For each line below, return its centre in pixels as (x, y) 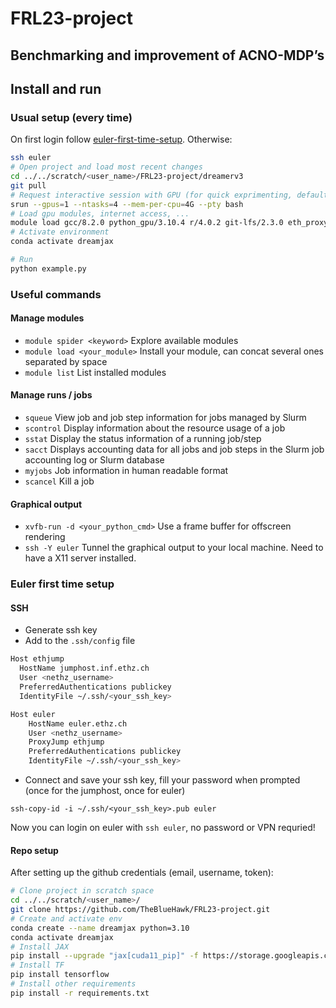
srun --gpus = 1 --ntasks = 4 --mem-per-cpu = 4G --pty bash (127, 204)
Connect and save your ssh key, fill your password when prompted (162, 780)
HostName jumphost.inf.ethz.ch (84, 668)
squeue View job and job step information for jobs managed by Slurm (165, 418)
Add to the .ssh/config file (80, 641)
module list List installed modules (95, 372)
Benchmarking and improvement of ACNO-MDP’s (167, 55)
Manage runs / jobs (51, 395)
